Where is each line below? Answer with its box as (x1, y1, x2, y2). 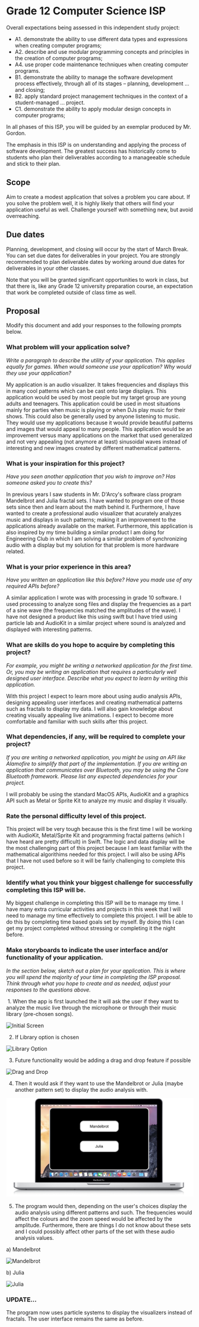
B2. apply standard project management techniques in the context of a (14, 93, 188, 100)
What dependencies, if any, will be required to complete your (6, 732, 185, 741)
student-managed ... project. (14, 98, 85, 106)
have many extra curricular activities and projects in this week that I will (6, 906, 181, 913)
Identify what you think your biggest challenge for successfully (6, 879, 193, 887)
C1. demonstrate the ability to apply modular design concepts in (14, 105, 171, 112)
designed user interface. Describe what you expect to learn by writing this (6, 675, 188, 682)
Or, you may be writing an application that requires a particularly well (6, 668, 176, 675)
